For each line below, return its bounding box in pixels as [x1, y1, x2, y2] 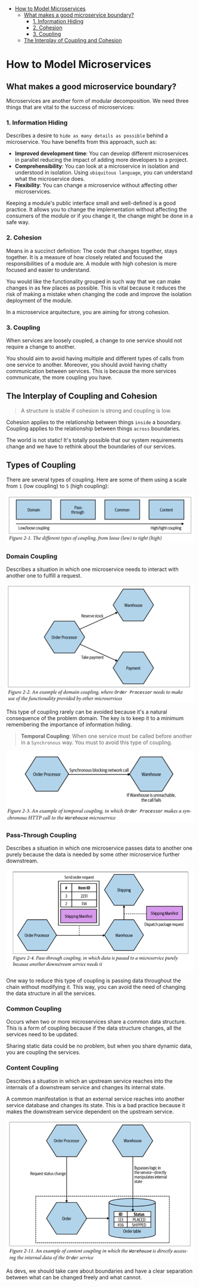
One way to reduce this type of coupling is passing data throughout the [6, 977, 181, 984]
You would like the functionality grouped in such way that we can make [6, 278, 181, 285]
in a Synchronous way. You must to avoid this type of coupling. [20, 739, 173, 746]
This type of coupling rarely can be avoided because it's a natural [6, 708, 167, 715]
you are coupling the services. [6, 1049, 80, 1056]
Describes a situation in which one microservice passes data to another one [6, 844, 192, 852]
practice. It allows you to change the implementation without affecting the [6, 206, 187, 213]
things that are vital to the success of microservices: [6, 104, 135, 110]
